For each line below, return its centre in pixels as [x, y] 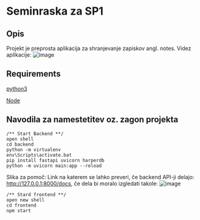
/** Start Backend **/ [35, 133]
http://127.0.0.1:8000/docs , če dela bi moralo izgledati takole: [82, 183]
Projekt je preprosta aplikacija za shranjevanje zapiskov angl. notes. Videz [99, 48]
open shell [20, 139]
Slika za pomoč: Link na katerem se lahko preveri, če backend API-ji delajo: [100, 177]
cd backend [20, 144]
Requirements [33, 74]
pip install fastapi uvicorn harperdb [55, 160]
